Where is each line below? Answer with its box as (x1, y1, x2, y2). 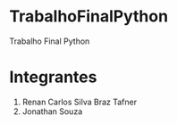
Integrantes (9, 67, 97, 87)
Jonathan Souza (21, 105, 83, 117)
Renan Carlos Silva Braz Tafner (21, 96, 137, 107)
